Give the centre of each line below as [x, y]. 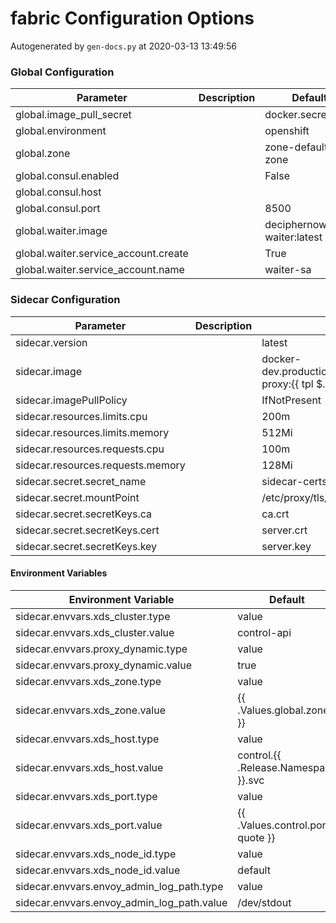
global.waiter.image [61, 231]
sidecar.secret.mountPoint [77, 497]
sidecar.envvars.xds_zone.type [88, 681]
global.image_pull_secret [73, 115]
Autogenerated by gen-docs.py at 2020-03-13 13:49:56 [123, 46]
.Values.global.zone [283, 710]
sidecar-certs [294, 481]
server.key [286, 546]
